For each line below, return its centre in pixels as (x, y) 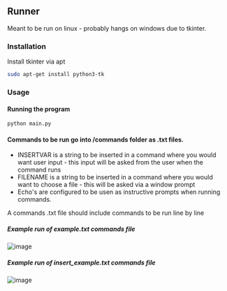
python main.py (29, 124)
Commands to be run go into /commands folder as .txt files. (95, 140)
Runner (24, 12)
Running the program (39, 109)
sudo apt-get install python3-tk (56, 75)
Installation (27, 46)
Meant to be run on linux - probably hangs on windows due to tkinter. (107, 28)
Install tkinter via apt (36, 61)
